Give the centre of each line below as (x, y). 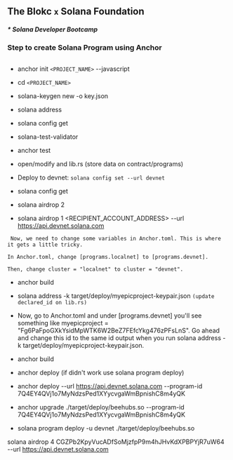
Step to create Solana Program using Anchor (85, 48)
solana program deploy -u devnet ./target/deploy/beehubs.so (106, 428)
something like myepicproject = (63, 323)
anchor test (34, 150)
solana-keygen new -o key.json (63, 96)
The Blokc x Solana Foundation (76, 12)
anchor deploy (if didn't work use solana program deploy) (101, 372)
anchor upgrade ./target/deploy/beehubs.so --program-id (101, 407)
